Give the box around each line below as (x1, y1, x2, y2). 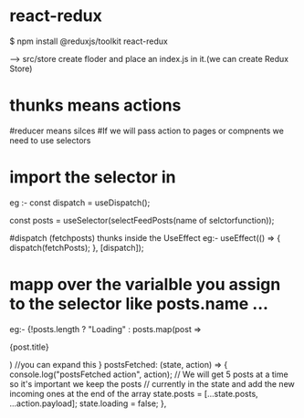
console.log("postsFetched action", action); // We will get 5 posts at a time (9, 369, 289, 380)
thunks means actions (9, 95, 182, 116)
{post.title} (9, 341, 49, 352)
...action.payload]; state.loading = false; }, (9, 398, 167, 409)
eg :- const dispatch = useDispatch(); (9, 197, 151, 208)
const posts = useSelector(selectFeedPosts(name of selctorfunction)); (9, 214, 275, 225)
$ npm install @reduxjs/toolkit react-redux (9, 36, 169, 47)
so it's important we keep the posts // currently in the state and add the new (9, 378, 295, 389)
